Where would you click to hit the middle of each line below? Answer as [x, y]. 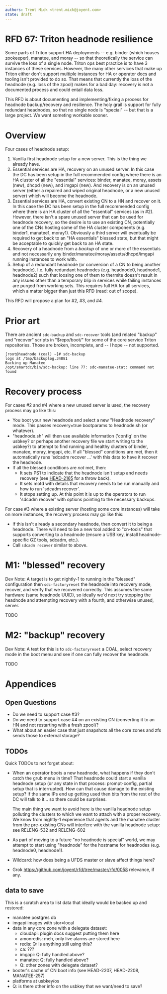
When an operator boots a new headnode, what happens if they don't [83, 773]
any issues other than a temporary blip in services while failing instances [87, 280]
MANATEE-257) [28, 976]
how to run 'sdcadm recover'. [50, 489]
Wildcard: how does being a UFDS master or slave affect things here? [83, 860]
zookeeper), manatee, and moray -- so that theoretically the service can [79, 58]
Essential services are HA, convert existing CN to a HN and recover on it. [87, 201]
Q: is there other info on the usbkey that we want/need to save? [77, 986]
